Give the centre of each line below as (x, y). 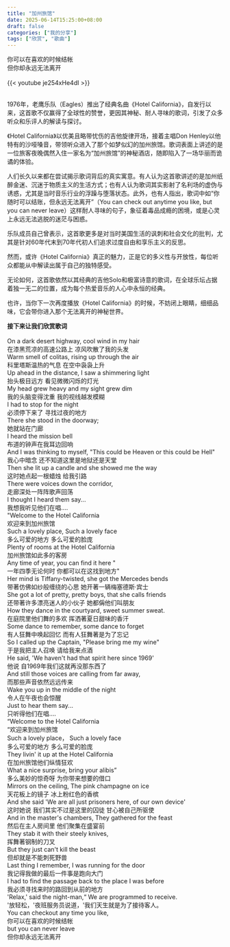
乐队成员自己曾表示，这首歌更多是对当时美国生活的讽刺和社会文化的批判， (112, 234)
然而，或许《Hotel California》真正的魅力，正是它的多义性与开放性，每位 (110, 257)
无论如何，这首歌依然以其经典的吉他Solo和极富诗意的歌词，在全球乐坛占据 (112, 280)
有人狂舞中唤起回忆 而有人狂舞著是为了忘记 (68, 635)
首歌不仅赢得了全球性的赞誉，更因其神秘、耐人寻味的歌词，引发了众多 (124, 113)
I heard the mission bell (40, 436)
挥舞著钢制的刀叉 (31, 842)
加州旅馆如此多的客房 (37, 555)
